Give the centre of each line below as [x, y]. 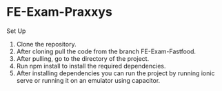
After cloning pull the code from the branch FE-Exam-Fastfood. [106, 51]
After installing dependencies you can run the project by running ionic [115, 73]
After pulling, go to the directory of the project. [83, 58]
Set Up [16, 31]
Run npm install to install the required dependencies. [91, 66]
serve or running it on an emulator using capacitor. [88, 80]
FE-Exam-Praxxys [60, 12]
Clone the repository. [46, 44]
